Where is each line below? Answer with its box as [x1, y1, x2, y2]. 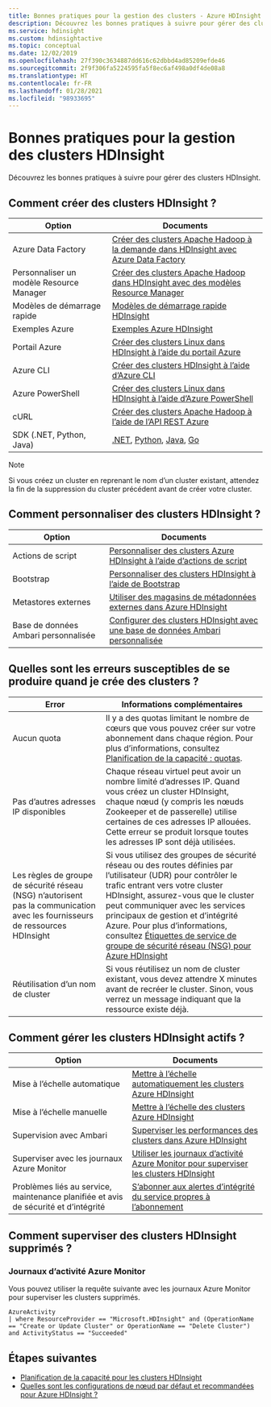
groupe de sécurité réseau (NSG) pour [105, 940, 252, 951]
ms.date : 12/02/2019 [8, 49, 78, 57]
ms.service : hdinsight [8, 27, 85, 35]
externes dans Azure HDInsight [108, 602, 227, 613]
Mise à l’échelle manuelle [12, 1106, 107, 1118]
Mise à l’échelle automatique [12, 1078, 121, 1089]
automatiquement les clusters [131, 1078, 244, 1089]
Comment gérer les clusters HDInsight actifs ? [8, 1031, 245, 1045]
